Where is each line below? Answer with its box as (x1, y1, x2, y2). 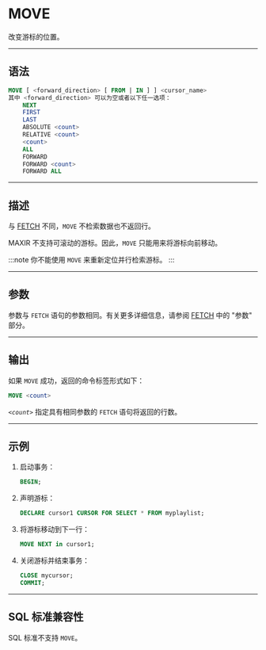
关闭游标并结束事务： (19, 556, 89, 565)
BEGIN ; (19, 478, 42, 486)
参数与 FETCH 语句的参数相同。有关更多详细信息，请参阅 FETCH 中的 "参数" (8, 310, 253, 319)
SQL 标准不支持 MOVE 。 (8, 633, 82, 642)
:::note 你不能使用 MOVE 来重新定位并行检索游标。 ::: (8, 255, 175, 265)
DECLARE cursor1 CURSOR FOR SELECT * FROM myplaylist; (19, 509, 205, 518)
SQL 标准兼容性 (8, 610, 84, 624)
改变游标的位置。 (8, 32, 64, 41)
